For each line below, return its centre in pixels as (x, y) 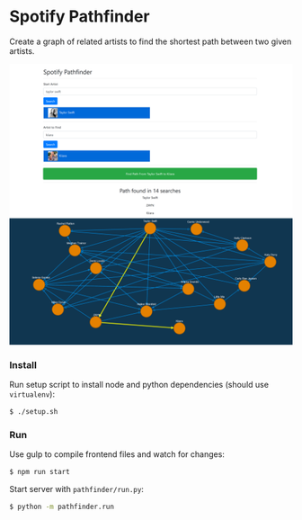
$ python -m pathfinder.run (62, 507)
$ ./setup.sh (34, 412)
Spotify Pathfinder (80, 17)
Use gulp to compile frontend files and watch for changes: (117, 454)
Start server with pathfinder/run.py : (76, 489)
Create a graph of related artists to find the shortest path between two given (151, 41)
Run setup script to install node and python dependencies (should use (139, 385)
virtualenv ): (32, 394)
